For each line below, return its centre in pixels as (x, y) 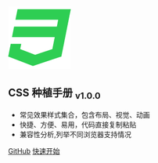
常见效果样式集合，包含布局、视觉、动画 (84, 115)
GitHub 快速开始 (34, 151)
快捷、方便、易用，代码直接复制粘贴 (78, 125)
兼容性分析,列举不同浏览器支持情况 (75, 134)
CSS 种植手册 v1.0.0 (54, 94)
